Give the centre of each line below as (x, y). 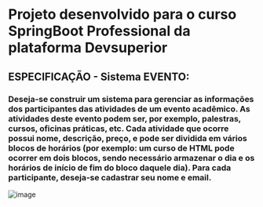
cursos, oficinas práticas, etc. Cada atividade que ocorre (119, 129)
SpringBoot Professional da (99, 31)
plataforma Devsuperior (88, 48)
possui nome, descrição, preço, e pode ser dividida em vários (128, 138)
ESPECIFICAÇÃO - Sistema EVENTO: (99, 76)
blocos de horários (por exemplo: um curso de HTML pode (121, 148)
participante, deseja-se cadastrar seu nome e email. (110, 177)
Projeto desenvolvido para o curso (122, 15)
